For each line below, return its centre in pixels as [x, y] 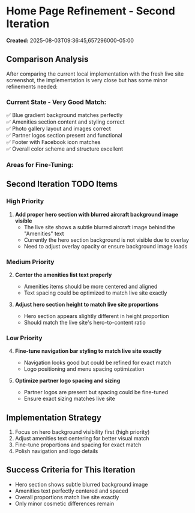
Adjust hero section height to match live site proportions [87, 304]
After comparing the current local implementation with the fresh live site [95, 74]
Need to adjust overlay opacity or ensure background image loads [106, 246]
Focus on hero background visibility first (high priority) [82, 432]
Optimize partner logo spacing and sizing [67, 381]
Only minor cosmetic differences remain [64, 503]
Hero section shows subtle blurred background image [81, 484]
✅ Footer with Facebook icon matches [53, 142]
